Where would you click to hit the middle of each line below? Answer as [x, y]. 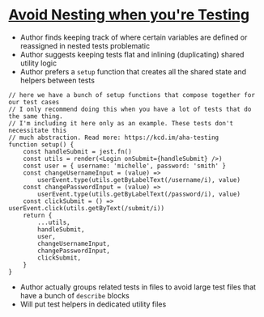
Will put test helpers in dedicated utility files [93, 304]
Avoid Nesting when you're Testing [129, 15]
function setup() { [41, 144]
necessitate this [38, 130]
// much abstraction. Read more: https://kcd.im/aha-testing [114, 137]
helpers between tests [57, 80]
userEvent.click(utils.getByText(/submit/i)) [86, 208]
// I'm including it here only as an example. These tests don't [121, 123]
